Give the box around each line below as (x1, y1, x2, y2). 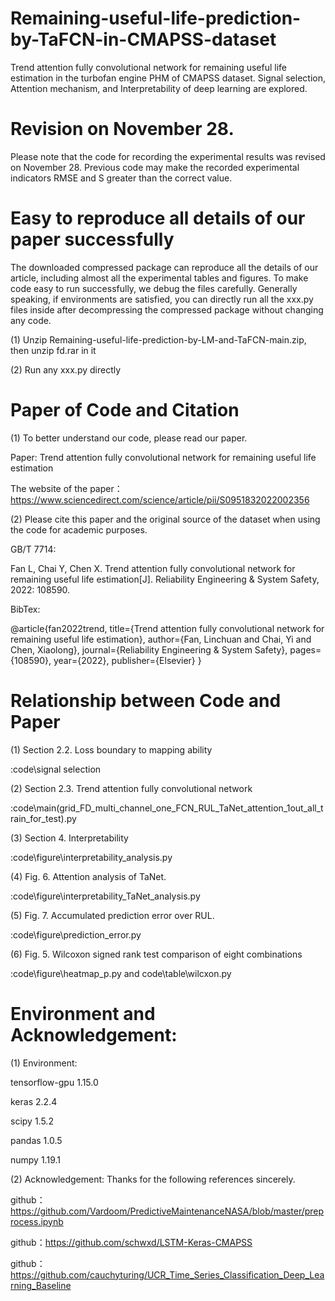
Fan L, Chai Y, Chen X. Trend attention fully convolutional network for (10, 562, 296, 574)
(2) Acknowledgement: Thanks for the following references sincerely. (10, 1173, 296, 1185)
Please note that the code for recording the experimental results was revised (10, 150, 326, 162)
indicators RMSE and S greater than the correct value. (10, 172, 233, 184)
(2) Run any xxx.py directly (10, 363, 122, 376)
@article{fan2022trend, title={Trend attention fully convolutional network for (10, 622, 325, 634)
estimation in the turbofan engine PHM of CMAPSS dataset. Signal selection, (10, 72, 326, 84)
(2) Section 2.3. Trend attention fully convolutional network (10, 782, 253, 794)
